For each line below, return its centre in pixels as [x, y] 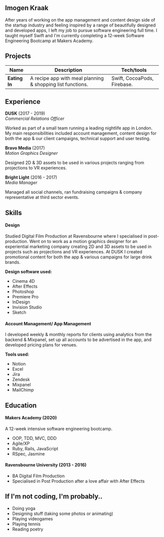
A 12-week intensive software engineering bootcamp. [59, 429]
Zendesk [21, 380]
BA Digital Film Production [38, 476]
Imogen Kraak [27, 8]
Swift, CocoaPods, [133, 78]
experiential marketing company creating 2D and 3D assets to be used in [78, 246]
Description [68, 70]
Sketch [19, 313]
